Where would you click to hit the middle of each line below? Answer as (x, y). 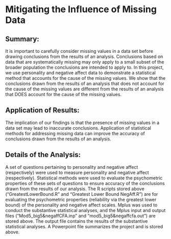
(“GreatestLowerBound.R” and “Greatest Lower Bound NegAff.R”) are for (82, 194)
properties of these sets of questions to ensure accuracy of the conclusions (85, 183)
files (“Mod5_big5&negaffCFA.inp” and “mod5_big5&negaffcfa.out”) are (80, 216)
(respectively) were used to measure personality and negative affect (77, 172)
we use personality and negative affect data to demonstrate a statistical (80, 73)
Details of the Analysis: (43, 155)
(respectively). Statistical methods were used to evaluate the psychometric (84, 178)
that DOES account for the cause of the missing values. (63, 94)
